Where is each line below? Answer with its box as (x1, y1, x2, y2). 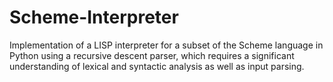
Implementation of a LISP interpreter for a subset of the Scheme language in (9, 39, 324, 51)
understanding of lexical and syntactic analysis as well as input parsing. (9, 60, 305, 72)
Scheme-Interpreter (9, 6, 179, 29)
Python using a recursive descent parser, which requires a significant (9, 49, 295, 61)
